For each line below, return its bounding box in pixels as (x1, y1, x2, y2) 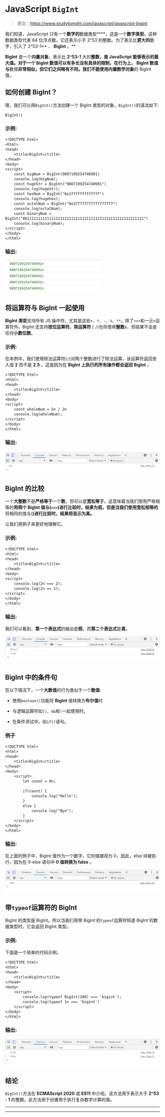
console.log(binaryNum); (14, 221, 65, 226)
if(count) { (23, 789, 48, 794)
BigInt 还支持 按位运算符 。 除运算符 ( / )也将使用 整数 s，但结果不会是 (22, 324, 157, 330)
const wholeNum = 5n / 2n (14, 407, 67, 412)
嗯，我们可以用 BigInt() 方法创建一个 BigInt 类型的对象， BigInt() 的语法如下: (5, 102, 159, 108)
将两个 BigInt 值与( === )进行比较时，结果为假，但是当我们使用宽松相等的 (14, 505, 159, 511)
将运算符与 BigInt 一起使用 (5, 304, 85, 312)
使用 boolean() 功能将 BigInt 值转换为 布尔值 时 (12, 698, 103, 704)
